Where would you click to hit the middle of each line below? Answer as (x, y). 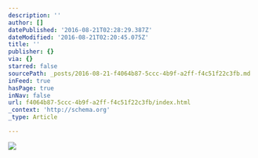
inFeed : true (29, 81)
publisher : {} (31, 52)
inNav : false (29, 95)
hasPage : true (31, 88)
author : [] (26, 23)
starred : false (33, 66)
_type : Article (33, 117)
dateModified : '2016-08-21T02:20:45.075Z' (78, 37)
